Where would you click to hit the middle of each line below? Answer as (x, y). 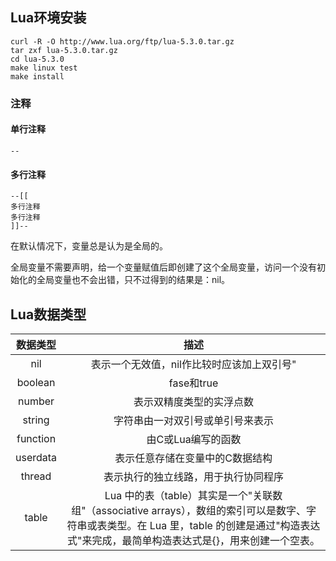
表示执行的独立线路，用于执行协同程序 (194, 476)
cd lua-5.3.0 (37, 59)
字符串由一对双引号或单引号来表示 (194, 420)
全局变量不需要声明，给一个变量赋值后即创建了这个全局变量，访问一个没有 (163, 267)
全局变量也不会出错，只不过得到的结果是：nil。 (133, 280)
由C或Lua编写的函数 (194, 439)
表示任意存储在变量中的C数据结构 (193, 458)
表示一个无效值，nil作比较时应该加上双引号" (193, 364)
